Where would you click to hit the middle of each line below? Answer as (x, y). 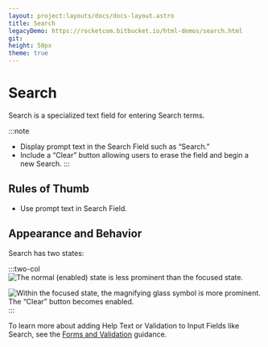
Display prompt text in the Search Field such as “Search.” (115, 147)
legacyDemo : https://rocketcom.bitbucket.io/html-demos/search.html (126, 31)
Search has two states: (46, 253)
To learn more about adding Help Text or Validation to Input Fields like (124, 325)
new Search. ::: (45, 163)
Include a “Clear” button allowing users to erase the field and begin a (134, 155)
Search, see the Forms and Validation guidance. (88, 334)
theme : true (28, 53)
